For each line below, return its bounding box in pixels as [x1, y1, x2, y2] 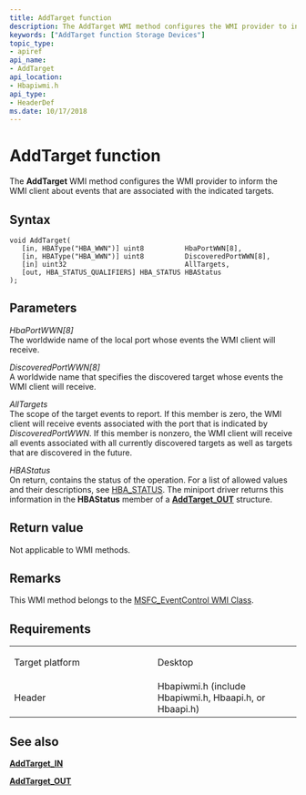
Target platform [14, 657, 80, 669]
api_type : [9, 89, 47, 98]
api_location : [9, 73, 64, 82]
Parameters [9, 301, 77, 316]
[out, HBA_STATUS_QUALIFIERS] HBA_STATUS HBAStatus [21, 268, 222, 277]
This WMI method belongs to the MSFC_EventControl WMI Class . [9, 595, 254, 606]
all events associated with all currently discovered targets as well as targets [9, 437, 293, 448]
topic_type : [9, 38, 55, 48]
